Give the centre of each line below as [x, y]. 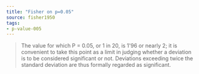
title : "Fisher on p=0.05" [40, 12]
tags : [13, 23]
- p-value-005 [24, 29]
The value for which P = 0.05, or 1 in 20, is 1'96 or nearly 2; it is [99, 46]
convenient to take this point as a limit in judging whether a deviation [106, 52]
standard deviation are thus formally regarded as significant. [96, 65]
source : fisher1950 [31, 17]
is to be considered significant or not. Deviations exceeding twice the [107, 58]
